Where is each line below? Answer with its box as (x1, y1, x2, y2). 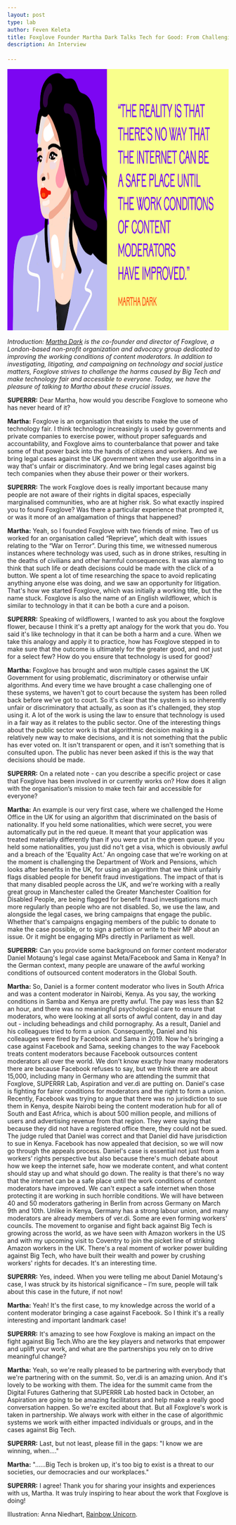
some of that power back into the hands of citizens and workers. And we (7, 447, 218, 455)
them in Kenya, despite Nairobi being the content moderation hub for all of (7, 1102, 222, 1110)
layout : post (7, 11, 46, 18)
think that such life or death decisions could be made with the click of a (7, 564, 214, 572)
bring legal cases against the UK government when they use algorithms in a (7, 455, 226, 462)
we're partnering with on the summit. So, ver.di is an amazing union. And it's (7, 1373, 228, 1381)
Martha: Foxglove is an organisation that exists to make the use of (7, 417, 199, 425)
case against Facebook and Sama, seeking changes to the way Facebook (7, 1042, 220, 1050)
